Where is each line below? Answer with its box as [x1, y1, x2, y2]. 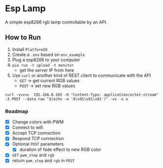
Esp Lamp [5, 3, 46, 14]
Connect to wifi [12, 124, 43, 130]
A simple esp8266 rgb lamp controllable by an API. [5, 19, 108, 25]
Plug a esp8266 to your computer [12, 57, 80, 63]
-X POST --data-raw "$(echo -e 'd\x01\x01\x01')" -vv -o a [5, 96, 128, 101]
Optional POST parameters [12, 141, 64, 147]
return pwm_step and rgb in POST [12, 158, 75, 164]
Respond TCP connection [12, 136, 64, 142]
